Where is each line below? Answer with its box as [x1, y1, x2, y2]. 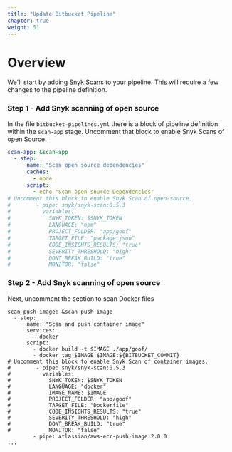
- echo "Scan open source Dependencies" [33, 188, 154, 195]
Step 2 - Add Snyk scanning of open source [7, 278, 161, 288]
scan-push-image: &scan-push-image [7, 308, 113, 315]
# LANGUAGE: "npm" [7, 222, 97, 229]
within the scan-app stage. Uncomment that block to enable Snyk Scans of [7, 127, 225, 135]
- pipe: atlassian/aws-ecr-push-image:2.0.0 [33, 433, 167, 440]
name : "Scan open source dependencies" [26, 162, 144, 169]
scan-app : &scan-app [7, 148, 69, 155]
